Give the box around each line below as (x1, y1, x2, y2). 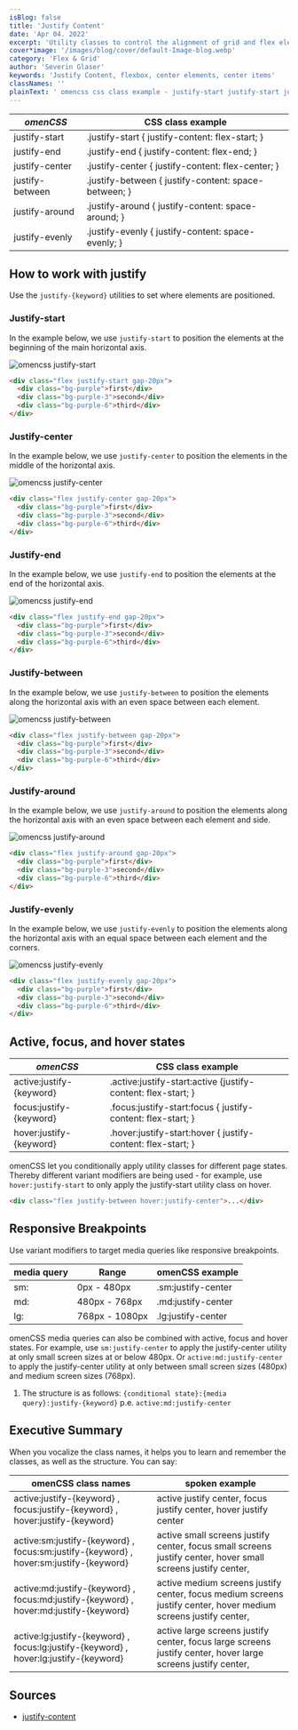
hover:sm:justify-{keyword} (13, 1557, 129, 1569)
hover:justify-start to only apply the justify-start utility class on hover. (9, 1180, 272, 1190)
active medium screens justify (156, 1576, 282, 1589)
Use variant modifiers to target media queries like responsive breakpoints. (9, 1245, 279, 1255)
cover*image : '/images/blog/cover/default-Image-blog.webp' (9, 46, 237, 55)
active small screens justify (156, 1528, 271, 1541)
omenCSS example (156, 1266, 239, 1278)
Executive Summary (9, 1423, 123, 1438)
